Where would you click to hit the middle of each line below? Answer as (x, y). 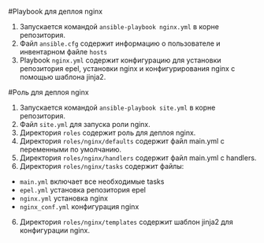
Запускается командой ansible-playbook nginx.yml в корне (119, 26)
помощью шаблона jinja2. (63, 77)
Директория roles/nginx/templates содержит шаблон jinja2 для (126, 222)
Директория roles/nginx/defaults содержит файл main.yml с (122, 141)
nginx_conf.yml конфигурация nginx (79, 207)
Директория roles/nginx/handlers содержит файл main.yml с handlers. (138, 158)
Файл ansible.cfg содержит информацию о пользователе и (120, 43)
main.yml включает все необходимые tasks (92, 181)
